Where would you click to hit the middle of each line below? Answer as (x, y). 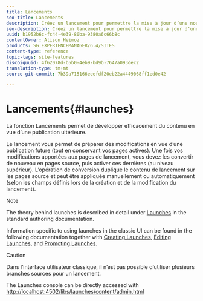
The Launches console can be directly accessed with (72, 285)
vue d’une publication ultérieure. (47, 132)
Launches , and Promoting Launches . (52, 243)
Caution (16, 256)
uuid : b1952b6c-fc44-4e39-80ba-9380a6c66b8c (63, 35)
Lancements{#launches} (70, 109)
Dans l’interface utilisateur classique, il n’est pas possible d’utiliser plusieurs (101, 267)
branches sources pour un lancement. (54, 274)
